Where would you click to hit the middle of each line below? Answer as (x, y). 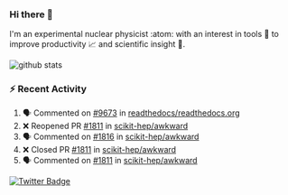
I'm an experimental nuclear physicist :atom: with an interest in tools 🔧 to (144, 34)
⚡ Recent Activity (48, 89)
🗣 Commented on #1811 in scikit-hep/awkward (110, 160)
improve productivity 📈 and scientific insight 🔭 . (98, 44)
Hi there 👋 (32, 14)
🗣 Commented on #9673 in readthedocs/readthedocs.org (131, 113)
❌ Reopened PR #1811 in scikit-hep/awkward (105, 125)
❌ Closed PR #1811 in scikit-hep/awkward (99, 149)
